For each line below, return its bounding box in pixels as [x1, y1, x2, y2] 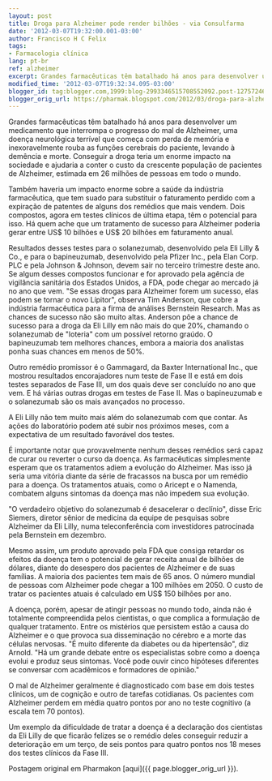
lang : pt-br [8, 58, 49, 66]
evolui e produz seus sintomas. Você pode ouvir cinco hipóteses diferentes [8, 656, 259, 666]
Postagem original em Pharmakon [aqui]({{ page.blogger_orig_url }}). [8, 764, 239, 774]
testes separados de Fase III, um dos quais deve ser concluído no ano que [8, 380, 257, 389]
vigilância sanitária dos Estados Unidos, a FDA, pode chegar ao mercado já [8, 277, 259, 288]
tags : [8, 42, 27, 50]
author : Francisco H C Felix [8, 34, 107, 43]
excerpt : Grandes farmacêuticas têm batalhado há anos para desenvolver [8, 72, 259, 80]
